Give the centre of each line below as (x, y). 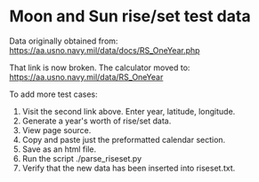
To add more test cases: (53, 94)
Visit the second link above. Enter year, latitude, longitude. (129, 111)
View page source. (57, 130)
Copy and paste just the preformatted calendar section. (124, 139)
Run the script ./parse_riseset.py (82, 158)
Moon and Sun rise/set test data (130, 16)
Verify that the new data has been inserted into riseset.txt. (129, 168)
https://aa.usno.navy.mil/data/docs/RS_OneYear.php (105, 50)
